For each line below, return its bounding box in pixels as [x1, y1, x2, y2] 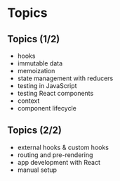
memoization [17, 67, 55, 75]
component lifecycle [17, 104, 77, 112]
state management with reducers [17, 74, 114, 82]
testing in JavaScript [17, 82, 77, 89]
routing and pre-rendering [17, 150, 93, 159]
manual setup [17, 166, 58, 174]
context [17, 96, 40, 105]
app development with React [17, 158, 100, 166]
